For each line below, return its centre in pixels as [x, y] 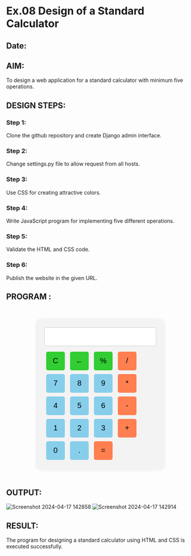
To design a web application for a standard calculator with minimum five [95, 80]
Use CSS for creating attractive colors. [54, 192]
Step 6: [17, 265]
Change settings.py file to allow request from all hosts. [73, 164]
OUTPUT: [24, 492]
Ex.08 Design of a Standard [75, 11]
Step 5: [17, 236]
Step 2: [17, 151]
